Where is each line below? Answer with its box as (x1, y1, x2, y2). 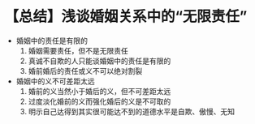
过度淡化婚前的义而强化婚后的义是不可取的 (28, 96, 171, 106)
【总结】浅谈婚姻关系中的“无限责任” (4, 7, 248, 26)
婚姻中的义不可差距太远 (15, 76, 95, 86)
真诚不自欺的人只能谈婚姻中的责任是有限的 (28, 56, 171, 66)
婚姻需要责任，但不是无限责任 (28, 45, 128, 55)
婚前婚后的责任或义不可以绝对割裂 (28, 66, 143, 75)
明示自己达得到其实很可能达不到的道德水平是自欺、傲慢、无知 (28, 106, 236, 116)
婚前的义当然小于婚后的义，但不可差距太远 (28, 86, 171, 96)
